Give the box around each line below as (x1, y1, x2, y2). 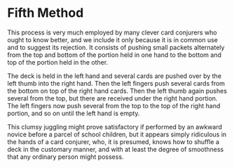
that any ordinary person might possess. (7, 153, 124, 161)
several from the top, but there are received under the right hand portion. (7, 93, 218, 103)
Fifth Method (7, 5, 84, 21)
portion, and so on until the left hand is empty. (7, 109, 140, 117)
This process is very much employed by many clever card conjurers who (7, 28, 217, 37)
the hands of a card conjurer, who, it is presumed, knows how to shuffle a (7, 137, 219, 146)
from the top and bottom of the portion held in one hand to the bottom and (7, 51, 222, 59)
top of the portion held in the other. (7, 58, 109, 66)
